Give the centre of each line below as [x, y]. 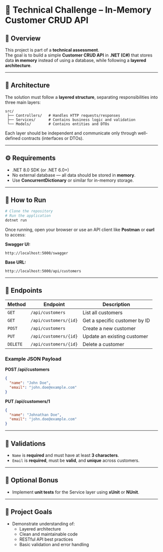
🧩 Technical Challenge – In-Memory [78, 10]
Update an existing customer [115, 336]
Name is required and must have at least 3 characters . [65, 455]
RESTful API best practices [46, 539]
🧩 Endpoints [24, 291]
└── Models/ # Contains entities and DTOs [58, 124]
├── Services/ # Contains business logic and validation [71, 120]
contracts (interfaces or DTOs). [53, 138]
